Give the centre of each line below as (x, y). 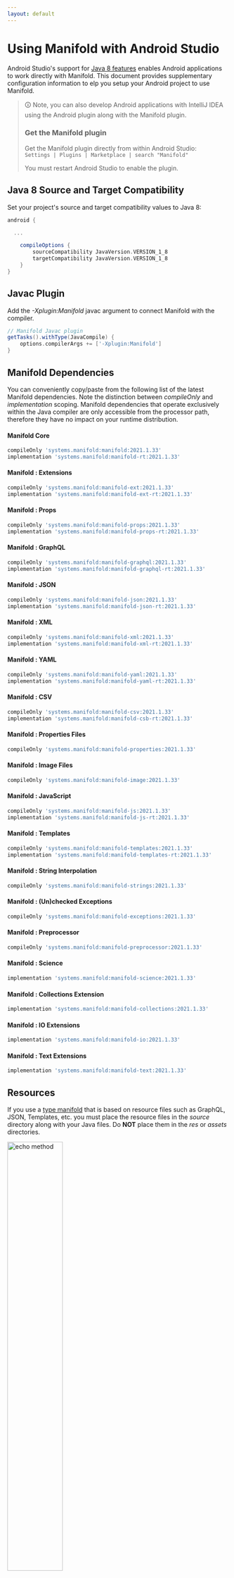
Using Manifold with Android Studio (113, 48)
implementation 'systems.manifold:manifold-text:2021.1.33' (97, 1071)
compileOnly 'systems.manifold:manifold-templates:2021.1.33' (100, 848)
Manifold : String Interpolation (52, 871)
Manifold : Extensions (40, 473)
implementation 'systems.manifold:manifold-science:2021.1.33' (102, 978)
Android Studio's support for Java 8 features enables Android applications (115, 68)
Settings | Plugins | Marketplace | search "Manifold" (106, 155)
